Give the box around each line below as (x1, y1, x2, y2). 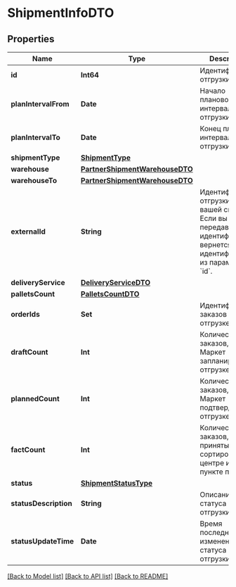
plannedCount (11, 394, 60, 403)
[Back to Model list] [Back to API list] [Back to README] (7, 572, 169, 580)
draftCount (11, 347, 48, 357)
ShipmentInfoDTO (7, 5, 114, 21)
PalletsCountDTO (80, 289, 140, 298)
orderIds (11, 310, 40, 319)
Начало (199, 86, 226, 96)
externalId (11, 227, 46, 236)
